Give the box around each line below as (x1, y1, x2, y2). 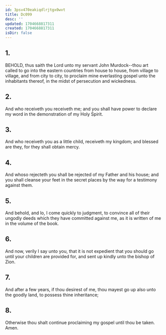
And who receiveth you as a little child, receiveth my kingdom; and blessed (5, 139, 159, 145)
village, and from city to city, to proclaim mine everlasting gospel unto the (5, 73, 156, 79)
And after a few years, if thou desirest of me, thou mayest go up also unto (5, 286, 156, 292)
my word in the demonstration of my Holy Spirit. (5, 111, 103, 117)
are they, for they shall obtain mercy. (5, 144, 80, 150)
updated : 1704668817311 (5, 21, 55, 26)
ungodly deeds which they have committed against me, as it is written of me (5, 215, 162, 221)
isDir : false (5, 30, 32, 35)
